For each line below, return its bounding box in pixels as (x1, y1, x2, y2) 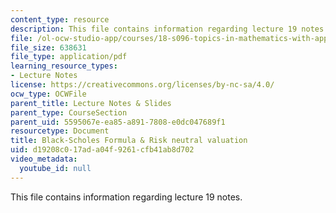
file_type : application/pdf (10, 52, 128, 62)
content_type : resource (10, 14, 110, 25)
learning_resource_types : (10, 61, 118, 71)
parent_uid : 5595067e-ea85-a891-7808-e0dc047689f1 (10, 117, 226, 127)
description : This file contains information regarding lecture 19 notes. (10, 24, 329, 34)
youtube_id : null (19, 163, 92, 173)
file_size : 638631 (10, 42, 87, 53)
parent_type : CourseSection (10, 107, 128, 118)
